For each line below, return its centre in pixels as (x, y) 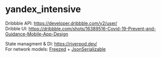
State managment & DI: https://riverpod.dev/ (51, 43)
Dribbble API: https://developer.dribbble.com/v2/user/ (61, 23)
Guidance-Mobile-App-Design (37, 34)
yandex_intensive (43, 9)
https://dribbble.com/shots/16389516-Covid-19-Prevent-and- (92, 28)
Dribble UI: (16, 28)
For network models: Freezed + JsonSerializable (56, 49)
